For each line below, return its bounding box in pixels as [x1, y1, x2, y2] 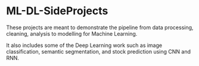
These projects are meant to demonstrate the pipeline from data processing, [6, 24, 194, 31]
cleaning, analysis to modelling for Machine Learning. [6, 30, 138, 37]
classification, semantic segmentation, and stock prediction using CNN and [6, 48, 191, 55]
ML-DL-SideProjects [6, 4, 108, 18]
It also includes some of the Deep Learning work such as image [6, 42, 163, 49]
